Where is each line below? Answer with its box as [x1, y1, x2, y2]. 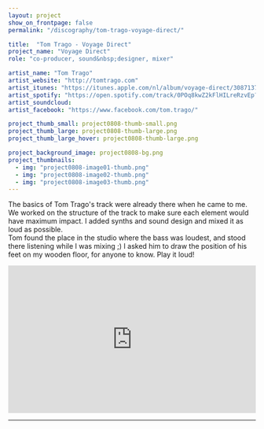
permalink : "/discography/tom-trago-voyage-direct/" [8, 26, 185, 34]
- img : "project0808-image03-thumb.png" [15, 178, 149, 186]
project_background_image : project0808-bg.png [8, 149, 163, 157]
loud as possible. [8, 225, 64, 235]
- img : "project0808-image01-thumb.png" [15, 163, 149, 172]
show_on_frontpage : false [8, 19, 93, 27]
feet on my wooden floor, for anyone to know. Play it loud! [8, 250, 195, 260]
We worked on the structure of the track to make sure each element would [8, 208, 249, 217]
